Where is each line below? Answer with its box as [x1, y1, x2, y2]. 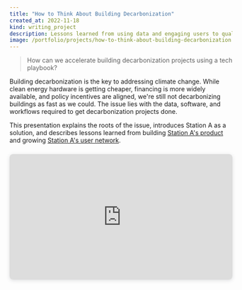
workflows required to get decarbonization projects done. [9, 108, 178, 116]
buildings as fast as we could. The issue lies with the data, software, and [9, 100, 221, 108]
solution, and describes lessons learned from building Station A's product [9, 129, 224, 137]
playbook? [26, 64, 57, 72]
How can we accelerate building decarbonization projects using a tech [26, 56, 233, 64]
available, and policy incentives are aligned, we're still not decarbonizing [9, 93, 221, 101]
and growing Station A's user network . [9, 136, 121, 145]
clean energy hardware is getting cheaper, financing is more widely [9, 85, 206, 93]
